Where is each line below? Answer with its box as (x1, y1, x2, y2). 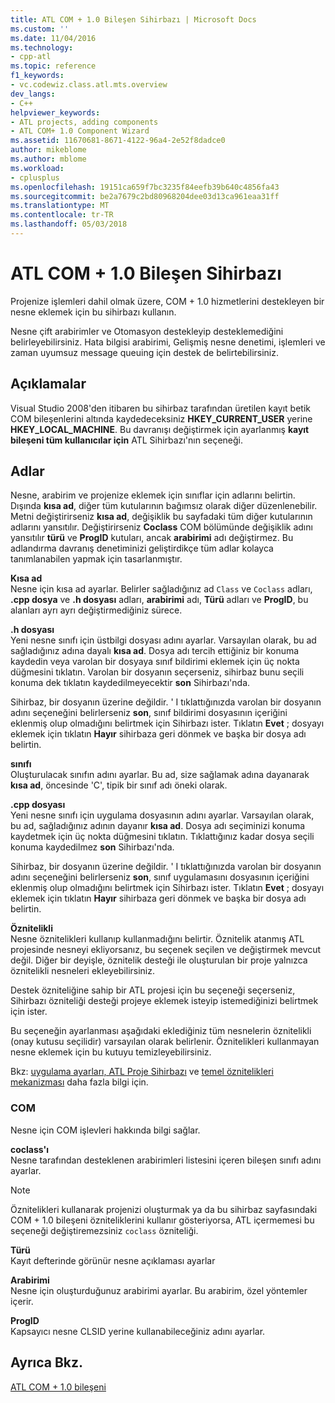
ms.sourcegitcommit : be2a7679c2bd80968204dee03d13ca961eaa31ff (10, 191, 280, 201)
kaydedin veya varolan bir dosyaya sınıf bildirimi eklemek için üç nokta (10, 656, 300, 668)
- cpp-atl (10, 52, 52, 62)
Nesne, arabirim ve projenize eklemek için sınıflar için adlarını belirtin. (10, 489, 296, 501)
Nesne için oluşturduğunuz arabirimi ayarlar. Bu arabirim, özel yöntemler (10, 1284, 308, 1296)
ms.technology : (10, 42, 74, 53)
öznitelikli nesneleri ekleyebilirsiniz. (10, 965, 156, 977)
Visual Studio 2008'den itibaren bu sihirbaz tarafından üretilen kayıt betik (10, 402, 311, 414)
